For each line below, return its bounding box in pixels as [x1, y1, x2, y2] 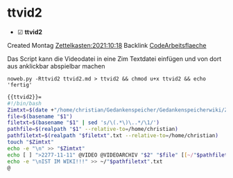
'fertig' [7, 81, 33, 88]
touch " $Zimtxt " [7, 139, 54, 146]
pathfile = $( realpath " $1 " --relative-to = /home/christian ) [7, 126, 178, 133]
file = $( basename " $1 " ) [7, 113, 73, 120]
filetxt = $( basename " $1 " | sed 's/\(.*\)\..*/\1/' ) [7, 119, 159, 126]
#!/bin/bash [7, 100, 42, 107]
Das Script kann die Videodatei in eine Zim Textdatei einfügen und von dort [7, 54, 222, 63]
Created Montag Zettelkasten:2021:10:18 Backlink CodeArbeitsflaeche [7, 41, 207, 49]
